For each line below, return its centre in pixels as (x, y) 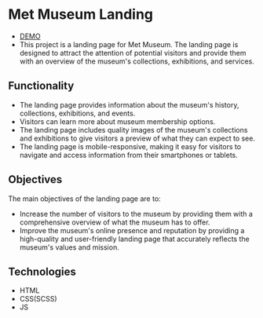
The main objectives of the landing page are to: (84, 199)
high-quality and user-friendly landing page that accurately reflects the (134, 239)
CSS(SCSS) (38, 299)
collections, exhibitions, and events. (77, 113)
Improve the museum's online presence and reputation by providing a (132, 230)
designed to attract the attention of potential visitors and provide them (133, 53)
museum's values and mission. (69, 247)
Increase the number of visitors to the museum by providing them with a (136, 214)
